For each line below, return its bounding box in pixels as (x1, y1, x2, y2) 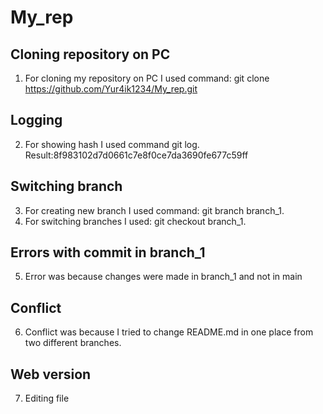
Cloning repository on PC (10, 46, 171, 63)
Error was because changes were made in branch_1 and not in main (24, 271, 303, 283)
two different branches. (24, 337, 122, 349)
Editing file (24, 392, 70, 405)
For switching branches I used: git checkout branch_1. (24, 215, 247, 227)
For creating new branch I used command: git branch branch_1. (24, 204, 285, 216)
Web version (10, 366, 92, 383)
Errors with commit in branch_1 (10, 244, 206, 261)
